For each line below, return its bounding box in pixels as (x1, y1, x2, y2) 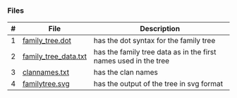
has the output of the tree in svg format (93, 79, 224, 89)
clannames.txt (22, 68, 69, 78)
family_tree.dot (22, 36, 72, 46)
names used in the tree (93, 56, 170, 66)
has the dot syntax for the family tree (93, 36, 216, 46)
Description (140, 24, 181, 34)
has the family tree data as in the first (93, 47, 217, 57)
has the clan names (93, 68, 159, 78)
